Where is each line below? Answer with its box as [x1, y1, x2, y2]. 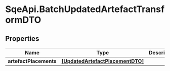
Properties [5, 34, 39, 43]
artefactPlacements [8, 58, 57, 64]
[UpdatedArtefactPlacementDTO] [61, 58, 144, 64]
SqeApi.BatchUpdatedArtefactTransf [5, 4, 165, 15]
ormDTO [5, 14, 41, 26]
